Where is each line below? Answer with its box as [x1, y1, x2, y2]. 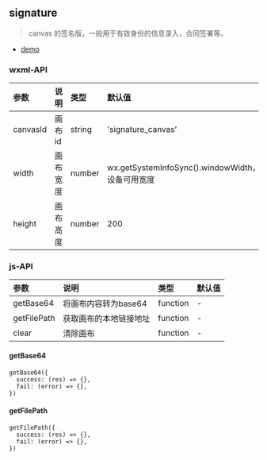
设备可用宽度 [107, 174, 155, 185]
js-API [9, 261, 34, 273]
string [70, 124, 92, 135]
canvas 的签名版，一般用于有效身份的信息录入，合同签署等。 [28, 28, 228, 38]
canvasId [13, 124, 47, 135]
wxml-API [9, 64, 48, 75]
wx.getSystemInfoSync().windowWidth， [107, 162, 261, 173]
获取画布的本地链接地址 [63, 313, 151, 324]
